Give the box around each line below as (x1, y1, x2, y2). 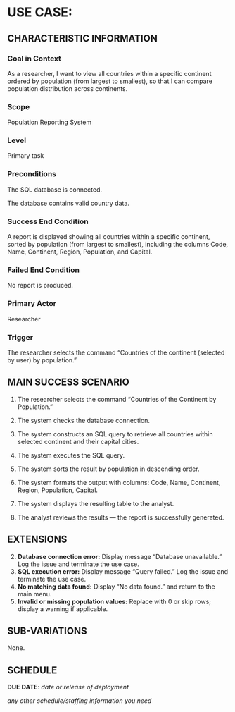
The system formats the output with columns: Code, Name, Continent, (17, 478, 221, 486)
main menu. (17, 589, 52, 598)
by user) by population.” (7, 355, 77, 364)
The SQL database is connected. (7, 185, 102, 194)
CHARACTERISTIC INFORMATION (7, 32, 158, 44)
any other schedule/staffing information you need (7, 696, 152, 705)
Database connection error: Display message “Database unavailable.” (17, 552, 222, 560)
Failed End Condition (7, 265, 80, 275)
